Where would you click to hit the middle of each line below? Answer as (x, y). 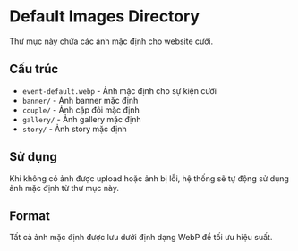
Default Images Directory (104, 17)
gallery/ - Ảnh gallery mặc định (81, 119)
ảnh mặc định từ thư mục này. (64, 188)
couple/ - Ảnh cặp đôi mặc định (81, 110)
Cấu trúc (34, 69)
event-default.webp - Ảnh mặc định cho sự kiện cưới (119, 90)
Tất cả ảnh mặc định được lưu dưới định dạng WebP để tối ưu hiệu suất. (141, 238)
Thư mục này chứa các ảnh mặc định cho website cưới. (111, 41)
